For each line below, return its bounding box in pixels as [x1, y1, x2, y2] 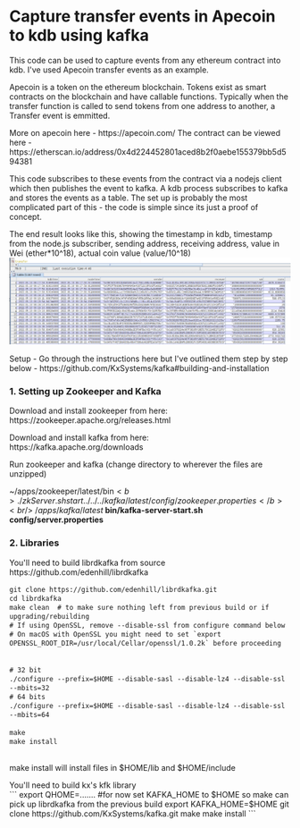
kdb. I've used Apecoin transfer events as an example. [9, 64, 210, 75]
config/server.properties [9, 514, 104, 525]
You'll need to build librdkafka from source [9, 557, 166, 568]
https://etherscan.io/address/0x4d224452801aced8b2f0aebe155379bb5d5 [9, 146, 287, 157]
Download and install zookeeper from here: [9, 405, 168, 417]
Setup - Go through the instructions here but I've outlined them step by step [9, 353, 288, 364]
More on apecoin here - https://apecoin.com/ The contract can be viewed [9, 127, 281, 138]
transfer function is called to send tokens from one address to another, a [9, 100, 276, 111]
